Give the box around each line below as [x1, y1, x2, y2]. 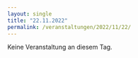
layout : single [7, 10, 52, 18]
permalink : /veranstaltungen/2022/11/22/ [7, 23, 132, 30]
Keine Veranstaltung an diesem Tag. [7, 43, 113, 52]
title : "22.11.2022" [7, 17, 69, 24]
